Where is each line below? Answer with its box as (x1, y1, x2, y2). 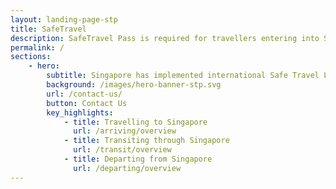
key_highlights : (46, 107, 114, 118)
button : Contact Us (46, 98, 128, 108)
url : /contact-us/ (46, 89, 123, 99)
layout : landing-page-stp (10, 14, 118, 25)
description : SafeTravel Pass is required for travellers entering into (10, 33, 320, 43)
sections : (10, 52, 52, 62)
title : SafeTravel (10, 24, 87, 34)
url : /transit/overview (73, 145, 172, 155)
